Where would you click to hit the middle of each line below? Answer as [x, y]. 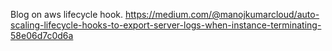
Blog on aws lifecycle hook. [67, 14]
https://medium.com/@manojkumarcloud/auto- [222, 14]
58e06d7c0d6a [42, 35]
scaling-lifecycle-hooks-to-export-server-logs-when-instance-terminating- [166, 25]
